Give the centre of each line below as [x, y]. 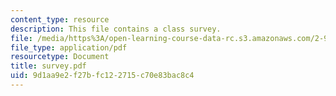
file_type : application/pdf [69, 47]
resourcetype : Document [60, 57]
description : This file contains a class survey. [116, 29]
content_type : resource [60, 19]
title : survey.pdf [48, 66]
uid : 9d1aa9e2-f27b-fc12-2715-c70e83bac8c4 [102, 76]
